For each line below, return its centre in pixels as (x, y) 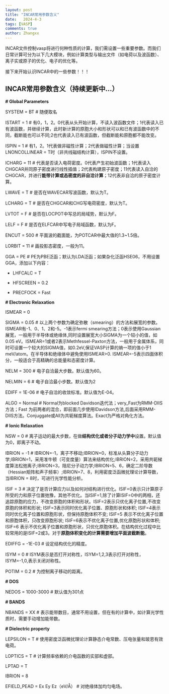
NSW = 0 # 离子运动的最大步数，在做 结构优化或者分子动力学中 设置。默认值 (83, 436)
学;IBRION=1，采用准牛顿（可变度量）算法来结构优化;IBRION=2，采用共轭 (82, 459)
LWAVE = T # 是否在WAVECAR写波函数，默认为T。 (58, 192)
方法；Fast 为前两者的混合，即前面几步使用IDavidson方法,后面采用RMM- (80, 409)
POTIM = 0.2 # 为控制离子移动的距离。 (45, 571)
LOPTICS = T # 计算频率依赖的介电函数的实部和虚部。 (61, 656)
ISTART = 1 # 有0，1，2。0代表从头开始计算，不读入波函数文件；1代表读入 (82, 122)
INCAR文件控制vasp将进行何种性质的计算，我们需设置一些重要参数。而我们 (83, 48)
